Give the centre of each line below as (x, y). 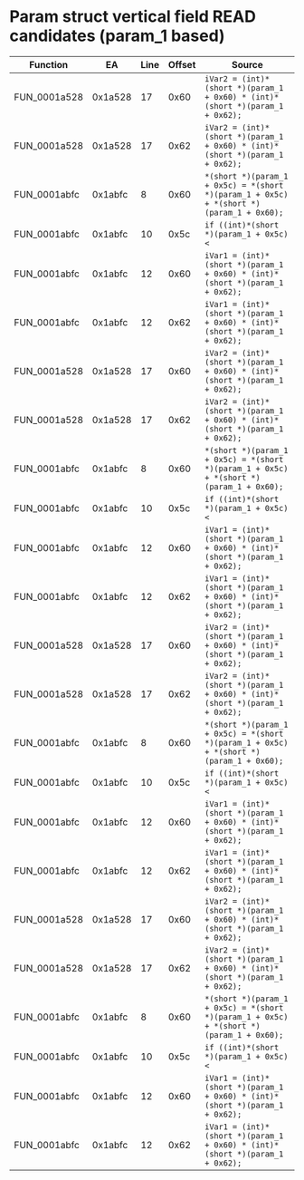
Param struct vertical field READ (133, 17)
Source (247, 64)
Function (49, 64)
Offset (182, 64)
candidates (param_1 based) (117, 36)
